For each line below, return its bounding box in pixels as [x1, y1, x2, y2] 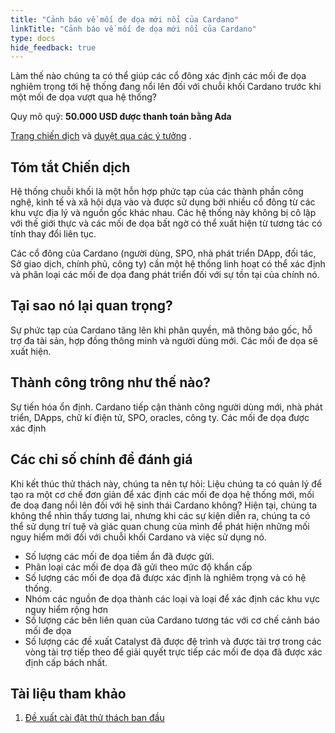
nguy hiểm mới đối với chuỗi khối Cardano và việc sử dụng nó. [10, 531, 267, 543]
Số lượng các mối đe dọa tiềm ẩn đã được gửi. [24, 550, 215, 562]
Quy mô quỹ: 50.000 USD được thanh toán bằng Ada [10, 111, 232, 123]
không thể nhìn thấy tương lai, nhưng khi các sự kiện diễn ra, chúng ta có [10, 509, 311, 521]
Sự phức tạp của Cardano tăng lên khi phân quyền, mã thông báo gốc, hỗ [10, 324, 313, 336]
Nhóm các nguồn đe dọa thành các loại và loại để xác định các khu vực [24, 592, 321, 605]
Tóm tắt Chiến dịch [10, 159, 131, 176]
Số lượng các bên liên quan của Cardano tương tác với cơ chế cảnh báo [24, 614, 320, 626]
